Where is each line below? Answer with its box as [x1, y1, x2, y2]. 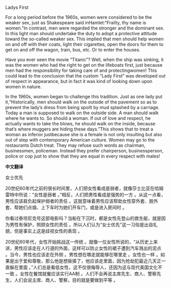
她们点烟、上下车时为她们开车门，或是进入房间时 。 [18, 204, 127, 211]
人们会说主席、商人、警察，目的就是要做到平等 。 [14, 277, 118, 283]
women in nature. [5, 84, 42, 90]
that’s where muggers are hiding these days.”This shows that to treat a [5, 126, 154, 132]
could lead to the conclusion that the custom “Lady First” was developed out [5, 73, 166, 78]
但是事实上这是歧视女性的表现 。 [14, 228, 82, 234]
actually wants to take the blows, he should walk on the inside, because [5, 121, 156, 126]
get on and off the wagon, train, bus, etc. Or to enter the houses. [5, 47, 141, 53]
